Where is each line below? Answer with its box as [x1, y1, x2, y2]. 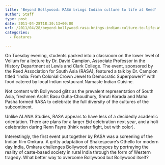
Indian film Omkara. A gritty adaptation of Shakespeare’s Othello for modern [5, 138, 159, 144]
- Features [9, 35, 32, 40]
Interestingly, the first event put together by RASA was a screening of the [5, 133, 153, 139]
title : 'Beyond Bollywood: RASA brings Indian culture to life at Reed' [5, 7, 157, 12]
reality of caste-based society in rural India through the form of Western [5, 149, 151, 155]
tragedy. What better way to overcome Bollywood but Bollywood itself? [5, 154, 149, 160]
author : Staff [5, 12, 34, 17]
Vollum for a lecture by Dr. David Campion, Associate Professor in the [5, 58, 146, 64]
